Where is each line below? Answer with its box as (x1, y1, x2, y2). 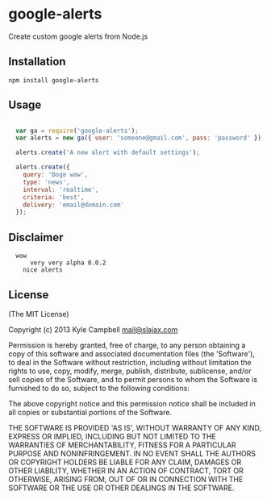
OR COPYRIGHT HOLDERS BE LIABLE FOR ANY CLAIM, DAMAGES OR (8, 457, 242, 467)
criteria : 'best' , (23, 193, 85, 202)
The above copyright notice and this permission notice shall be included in (8, 398, 256, 408)
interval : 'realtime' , (23, 185, 99, 193)
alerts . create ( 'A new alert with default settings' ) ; (15, 148, 200, 157)
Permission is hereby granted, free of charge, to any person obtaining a (8, 340, 246, 350)
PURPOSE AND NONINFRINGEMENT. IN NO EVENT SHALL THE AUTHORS (8, 448, 256, 458)
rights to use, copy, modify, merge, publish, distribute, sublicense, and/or (8, 366, 252, 376)
